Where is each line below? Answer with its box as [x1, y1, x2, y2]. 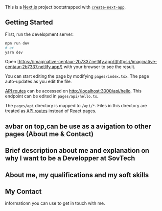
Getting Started [5, 18, 53, 26]
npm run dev [5, 41, 29, 46]
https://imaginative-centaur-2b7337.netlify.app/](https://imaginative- [19, 59, 158, 65]
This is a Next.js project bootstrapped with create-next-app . [5, 4, 126, 10]
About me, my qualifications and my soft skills [5, 171, 149, 179]
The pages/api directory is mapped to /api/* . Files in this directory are [5, 103, 147, 109]
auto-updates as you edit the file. [5, 78, 72, 85]
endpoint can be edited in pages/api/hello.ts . [5, 93, 99, 99]
